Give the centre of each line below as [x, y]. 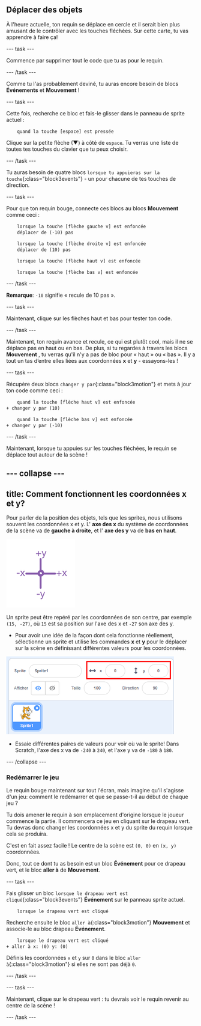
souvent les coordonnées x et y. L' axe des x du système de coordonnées [97, 524]
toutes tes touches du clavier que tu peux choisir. [67, 149]
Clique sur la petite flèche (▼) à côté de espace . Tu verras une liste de [92, 142]
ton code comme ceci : [34, 390]
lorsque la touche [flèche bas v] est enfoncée [77, 272]
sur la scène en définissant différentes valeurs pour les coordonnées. [100, 648]
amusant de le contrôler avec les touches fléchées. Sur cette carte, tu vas [97, 31]
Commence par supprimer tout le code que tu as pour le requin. [85, 60]
